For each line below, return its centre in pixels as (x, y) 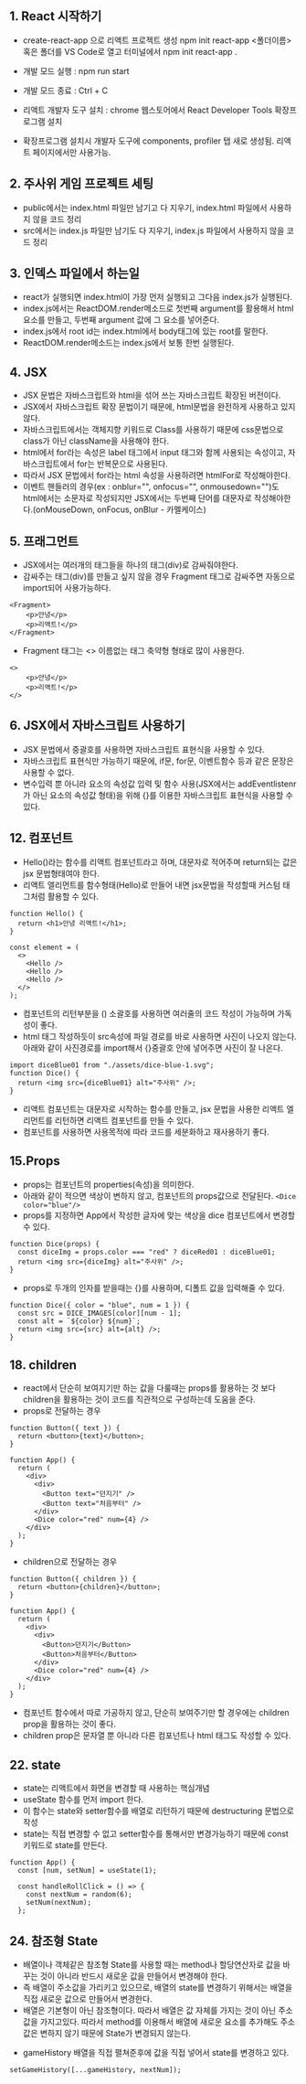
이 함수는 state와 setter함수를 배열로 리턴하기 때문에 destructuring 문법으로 (158, 1811)
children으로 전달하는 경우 (69, 1562)
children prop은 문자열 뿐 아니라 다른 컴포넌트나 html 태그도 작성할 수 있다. (157, 1736)
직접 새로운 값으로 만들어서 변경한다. (87, 1999)
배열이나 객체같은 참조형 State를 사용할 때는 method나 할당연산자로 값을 (152, 1964)
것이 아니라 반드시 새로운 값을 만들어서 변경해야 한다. (134, 1976)
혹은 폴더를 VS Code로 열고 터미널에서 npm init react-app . (130, 51)
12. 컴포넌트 (41, 838)
